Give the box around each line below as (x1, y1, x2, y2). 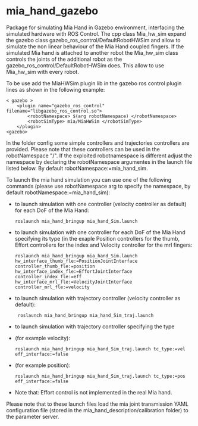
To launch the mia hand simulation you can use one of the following (6, 176, 171, 183)
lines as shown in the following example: (6, 86, 105, 93)
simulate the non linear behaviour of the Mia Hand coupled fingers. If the (6, 43, 184, 50)
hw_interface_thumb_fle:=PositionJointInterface (14, 258, 138, 264)
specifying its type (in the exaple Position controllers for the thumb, (14, 235, 180, 242)
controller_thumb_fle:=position (14, 263, 95, 269)
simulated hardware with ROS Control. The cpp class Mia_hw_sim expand (6, 30, 186, 37)
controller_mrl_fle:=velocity (14, 284, 90, 290)
